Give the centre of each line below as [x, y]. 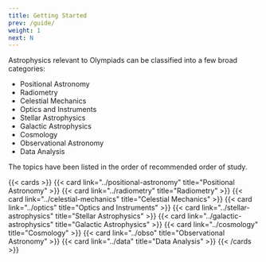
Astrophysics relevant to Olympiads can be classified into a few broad [123, 60]
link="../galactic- [214, 216]
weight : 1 [25, 30]
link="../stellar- [226, 208]
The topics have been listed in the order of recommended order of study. [128, 167]
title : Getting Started [48, 15]
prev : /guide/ [32, 23]
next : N [21, 38]
